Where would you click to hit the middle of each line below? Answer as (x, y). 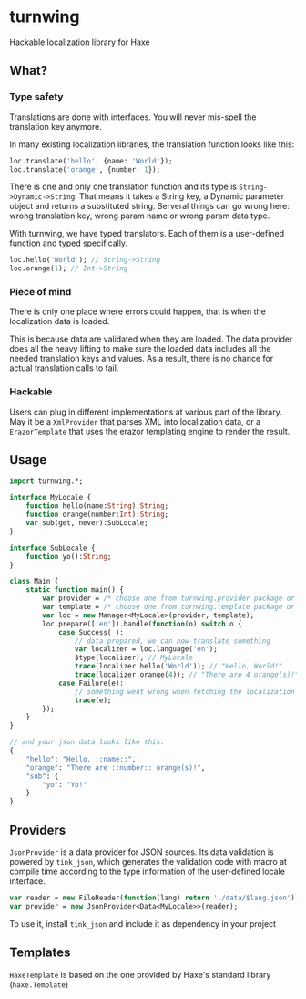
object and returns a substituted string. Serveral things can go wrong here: (149, 206)
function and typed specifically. (69, 243)
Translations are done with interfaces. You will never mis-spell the (133, 117)
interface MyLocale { (51, 498)
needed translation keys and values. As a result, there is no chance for (142, 359)
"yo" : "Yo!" (65, 784)
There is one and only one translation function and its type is (123, 187)
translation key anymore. (56, 126)
